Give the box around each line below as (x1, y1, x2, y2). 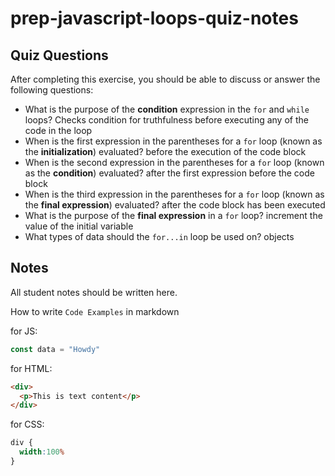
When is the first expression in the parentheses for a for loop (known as (24, 135, 323, 147)
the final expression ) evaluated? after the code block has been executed (24, 199, 326, 211)
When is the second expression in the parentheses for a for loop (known (24, 157, 325, 168)
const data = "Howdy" (10, 344, 101, 354)
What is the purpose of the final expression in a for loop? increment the (24, 210, 323, 221)
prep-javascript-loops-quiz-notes (10, 7, 299, 30)
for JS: (10, 325, 38, 337)
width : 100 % (19, 447, 65, 457)
